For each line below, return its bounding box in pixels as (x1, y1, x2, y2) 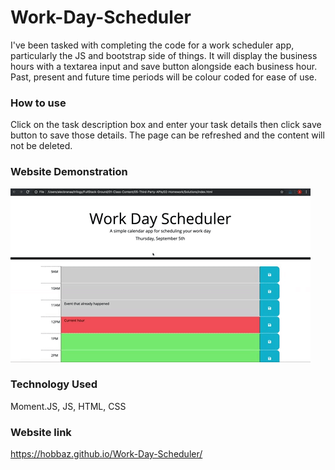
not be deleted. (10, 140, 73, 152)
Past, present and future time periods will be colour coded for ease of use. (10, 71, 318, 83)
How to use (10, 96, 67, 110)
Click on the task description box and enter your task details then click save (10, 119, 322, 131)
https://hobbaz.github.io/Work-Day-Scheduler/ (10, 448, 203, 460)
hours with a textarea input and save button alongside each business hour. (10, 60, 318, 72)
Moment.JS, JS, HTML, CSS (10, 400, 127, 412)
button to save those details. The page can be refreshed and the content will (10, 129, 325, 141)
